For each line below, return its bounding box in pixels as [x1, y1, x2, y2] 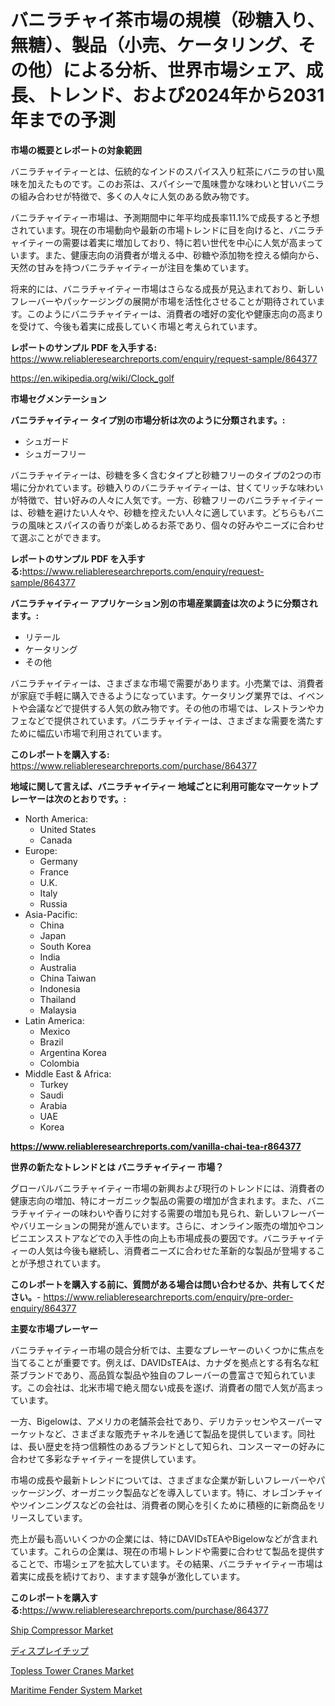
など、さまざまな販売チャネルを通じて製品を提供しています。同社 [44, 1427, 316, 1440]
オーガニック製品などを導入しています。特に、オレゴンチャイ [70, 1486, 324, 1498]
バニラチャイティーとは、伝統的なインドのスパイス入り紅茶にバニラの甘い [10, 165, 317, 177]
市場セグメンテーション [10, 392, 107, 405]
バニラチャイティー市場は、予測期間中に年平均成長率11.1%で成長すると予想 [10, 211, 320, 223]
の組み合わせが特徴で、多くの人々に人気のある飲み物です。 [10, 190, 255, 202]
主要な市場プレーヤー [10, 1322, 98, 1335]
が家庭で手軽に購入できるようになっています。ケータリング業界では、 [10, 689, 298, 701]
